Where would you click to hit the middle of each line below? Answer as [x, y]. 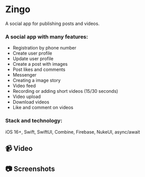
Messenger [24, 75]
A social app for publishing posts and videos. [52, 23]
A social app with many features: [47, 37]
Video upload [27, 97]
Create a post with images [40, 64]
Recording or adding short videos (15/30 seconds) [65, 91]
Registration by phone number [44, 48]
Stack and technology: [34, 121]
